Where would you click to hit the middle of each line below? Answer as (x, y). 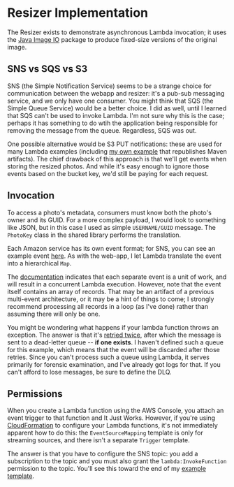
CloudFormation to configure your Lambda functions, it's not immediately (112, 426)
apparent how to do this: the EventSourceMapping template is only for (105, 433)
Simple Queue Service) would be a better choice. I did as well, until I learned (117, 108)
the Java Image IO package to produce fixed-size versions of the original (112, 39)
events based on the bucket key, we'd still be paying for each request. (108, 173)
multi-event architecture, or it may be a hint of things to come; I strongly (111, 299)
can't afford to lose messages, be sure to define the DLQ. (90, 372)
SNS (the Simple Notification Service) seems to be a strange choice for (109, 86)
